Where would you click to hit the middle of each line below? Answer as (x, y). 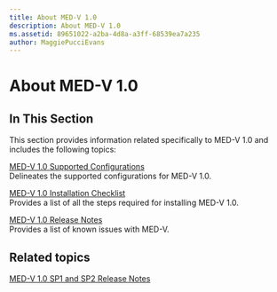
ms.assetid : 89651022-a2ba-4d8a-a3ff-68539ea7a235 (105, 34)
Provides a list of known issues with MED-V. (90, 229)
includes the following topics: (63, 150)
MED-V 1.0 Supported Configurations (77, 167)
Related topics (50, 257)
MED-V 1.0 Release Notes (56, 220)
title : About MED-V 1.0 (53, 17)
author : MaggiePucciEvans (57, 42)
